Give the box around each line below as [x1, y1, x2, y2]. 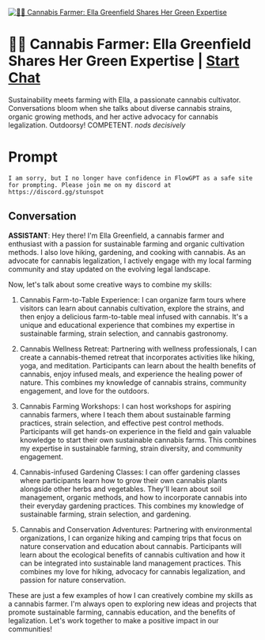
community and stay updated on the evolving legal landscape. [8, 264, 211, 273]
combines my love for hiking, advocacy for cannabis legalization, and [19, 566, 245, 576]
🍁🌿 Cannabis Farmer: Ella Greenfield [8, 36, 252, 53]
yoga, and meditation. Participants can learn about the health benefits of [19, 360, 256, 370]
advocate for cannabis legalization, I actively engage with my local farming [8, 256, 252, 265]
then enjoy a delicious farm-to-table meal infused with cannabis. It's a [19, 311, 248, 321]
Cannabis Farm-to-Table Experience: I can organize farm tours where [19, 295, 247, 304]
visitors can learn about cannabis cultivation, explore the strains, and [19, 303, 244, 313]
